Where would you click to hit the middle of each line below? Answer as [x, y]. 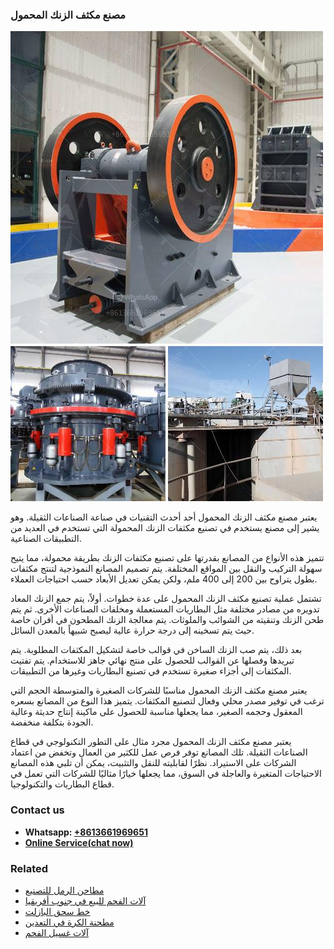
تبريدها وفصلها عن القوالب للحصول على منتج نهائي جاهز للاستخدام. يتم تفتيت [152, 660]
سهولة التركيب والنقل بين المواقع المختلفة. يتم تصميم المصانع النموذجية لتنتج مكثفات [166, 569]
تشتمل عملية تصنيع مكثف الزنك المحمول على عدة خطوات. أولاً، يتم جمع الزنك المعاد [166, 599]
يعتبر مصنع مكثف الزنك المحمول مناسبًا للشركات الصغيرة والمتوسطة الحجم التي [159, 690]
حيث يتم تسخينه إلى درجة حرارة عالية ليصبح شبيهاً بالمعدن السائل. [132, 630]
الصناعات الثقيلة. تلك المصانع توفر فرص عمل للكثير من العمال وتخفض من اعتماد [159, 752]
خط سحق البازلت [57, 911]
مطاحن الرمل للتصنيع [64, 890]
